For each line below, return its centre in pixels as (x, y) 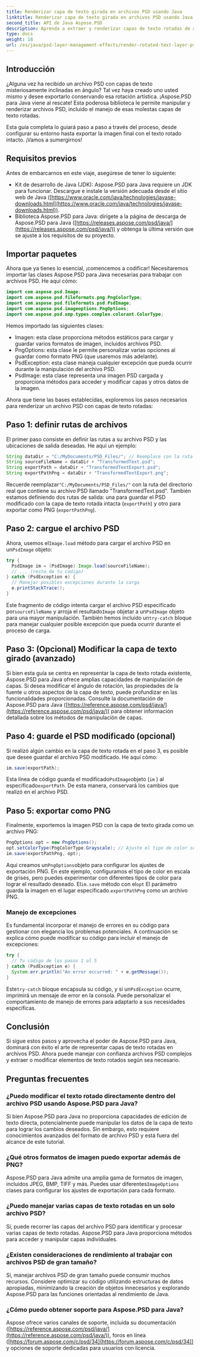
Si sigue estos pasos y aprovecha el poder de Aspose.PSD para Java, (92, 1041)
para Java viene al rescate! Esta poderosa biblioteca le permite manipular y (98, 103)
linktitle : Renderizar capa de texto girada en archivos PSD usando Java (100, 17)
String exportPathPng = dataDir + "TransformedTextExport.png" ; (87, 473)
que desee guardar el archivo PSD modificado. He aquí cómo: (82, 757)
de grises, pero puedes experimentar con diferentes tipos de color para (94, 877)
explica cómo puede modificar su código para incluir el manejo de (87, 938)
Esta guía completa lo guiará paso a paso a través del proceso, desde (92, 127)
